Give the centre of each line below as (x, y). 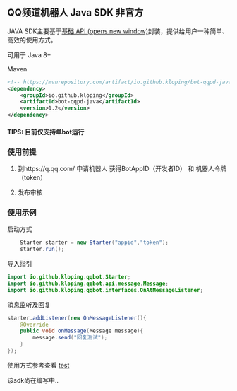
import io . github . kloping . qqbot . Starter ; (69, 277)
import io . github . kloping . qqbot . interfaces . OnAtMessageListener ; (105, 290)
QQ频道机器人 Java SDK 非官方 (75, 13)
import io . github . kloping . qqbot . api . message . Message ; (88, 284)
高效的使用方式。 (32, 40)
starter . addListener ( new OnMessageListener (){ (77, 318)
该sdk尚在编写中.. (33, 380)
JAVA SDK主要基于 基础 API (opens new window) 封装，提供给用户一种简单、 (118, 31)
